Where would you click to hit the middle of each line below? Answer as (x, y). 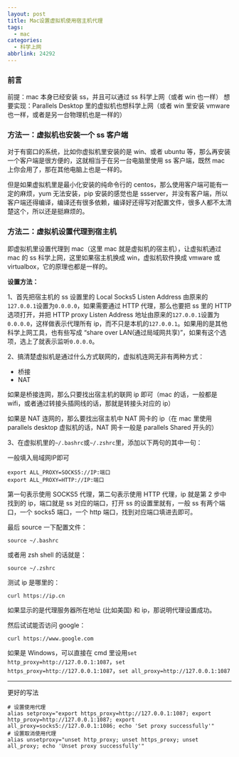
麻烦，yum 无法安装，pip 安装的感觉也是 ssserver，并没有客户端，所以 (124, 194)
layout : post (27, 14)
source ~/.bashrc (33, 540)
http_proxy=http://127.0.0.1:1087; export (71, 720)
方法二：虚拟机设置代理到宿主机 (62, 232)
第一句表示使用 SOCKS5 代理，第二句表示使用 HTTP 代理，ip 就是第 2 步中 (117, 494)
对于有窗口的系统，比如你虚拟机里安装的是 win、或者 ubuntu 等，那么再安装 (119, 152)
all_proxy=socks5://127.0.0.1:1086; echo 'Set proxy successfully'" (111, 726)
